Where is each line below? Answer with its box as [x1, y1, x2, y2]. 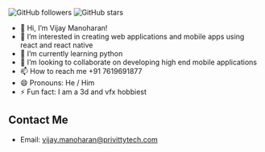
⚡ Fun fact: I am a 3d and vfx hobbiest [19, 87, 147, 97]
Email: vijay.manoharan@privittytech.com [19, 134, 159, 144]
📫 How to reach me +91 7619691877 [19, 67, 143, 76]
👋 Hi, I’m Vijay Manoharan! [19, 23, 108, 32]
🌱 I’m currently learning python [19, 49, 123, 58]
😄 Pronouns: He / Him [19, 78, 95, 88]
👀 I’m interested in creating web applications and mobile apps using [19, 32, 245, 41]
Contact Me [8, 113, 68, 127]
